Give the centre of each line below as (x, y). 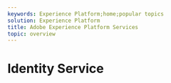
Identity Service (56, 69)
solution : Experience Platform (54, 21)
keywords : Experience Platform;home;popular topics (85, 14)
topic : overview (31, 34)
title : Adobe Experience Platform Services (73, 27)
